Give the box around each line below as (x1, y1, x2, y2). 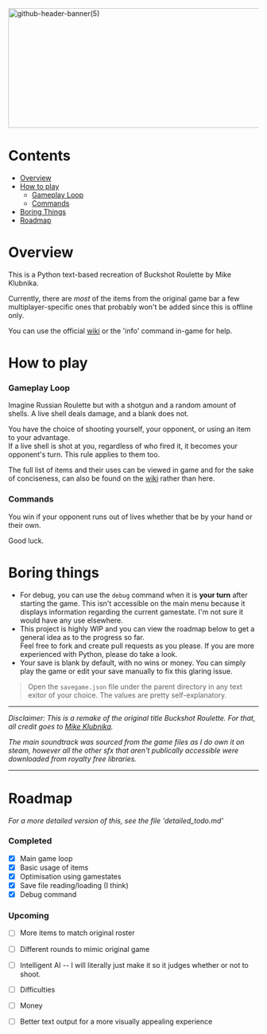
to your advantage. (8, 433, 70, 442)
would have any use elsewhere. (19, 615, 123, 625)
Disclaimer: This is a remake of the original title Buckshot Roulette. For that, (8, 713, 256, 722)
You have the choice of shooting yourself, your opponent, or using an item (8, 424, 251, 434)
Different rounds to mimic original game (19, 944, 150, 953)
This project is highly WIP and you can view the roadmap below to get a (19, 623, 255, 633)
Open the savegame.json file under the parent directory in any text (27, 682, 242, 691)
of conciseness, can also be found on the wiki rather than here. (8, 474, 215, 483)
